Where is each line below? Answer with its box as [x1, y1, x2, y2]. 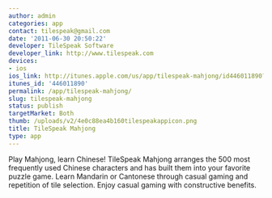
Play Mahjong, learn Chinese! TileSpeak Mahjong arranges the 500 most [8, 154, 251, 164]
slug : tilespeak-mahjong [8, 95, 92, 103]
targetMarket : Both [8, 110, 74, 118]
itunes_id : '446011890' [8, 79, 89, 87]
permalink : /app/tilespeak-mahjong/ [8, 86, 132, 95]
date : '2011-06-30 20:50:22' [8, 34, 107, 43]
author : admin [8, 11, 57, 20]
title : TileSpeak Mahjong [8, 124, 96, 133]
